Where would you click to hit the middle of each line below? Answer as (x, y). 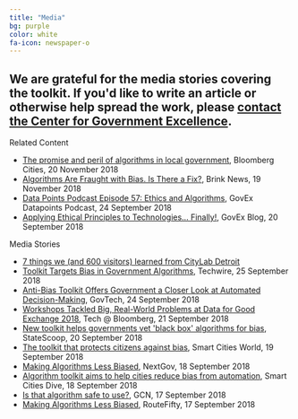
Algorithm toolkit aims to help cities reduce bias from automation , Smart (154, 376)
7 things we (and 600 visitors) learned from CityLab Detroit (131, 262)
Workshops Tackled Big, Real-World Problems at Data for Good (139, 310)
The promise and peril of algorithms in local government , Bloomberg (148, 160)
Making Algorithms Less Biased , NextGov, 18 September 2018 (136, 367)
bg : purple (30, 26)
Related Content (39, 143)
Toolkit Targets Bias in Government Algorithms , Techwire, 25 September (155, 271)
